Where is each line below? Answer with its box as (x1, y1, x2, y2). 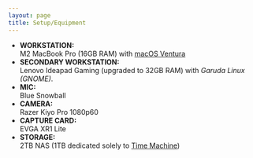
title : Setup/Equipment (8, 19, 87, 27)
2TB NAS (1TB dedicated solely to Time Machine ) (19, 141, 180, 150)
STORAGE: (19, 132, 56, 141)
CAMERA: (19, 99, 54, 108)
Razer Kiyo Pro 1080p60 (19, 107, 99, 116)
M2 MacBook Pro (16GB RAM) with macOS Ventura (19, 49, 186, 58)
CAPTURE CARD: (19, 116, 77, 125)
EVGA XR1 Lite (19, 123, 67, 134)
